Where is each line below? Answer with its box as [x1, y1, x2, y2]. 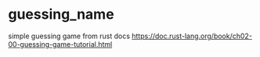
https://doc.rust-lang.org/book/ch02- [132, 31, 253, 41]
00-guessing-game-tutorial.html [8, 39, 113, 48]
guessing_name [8, 5, 115, 23]
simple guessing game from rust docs [8, 31, 131, 41]
